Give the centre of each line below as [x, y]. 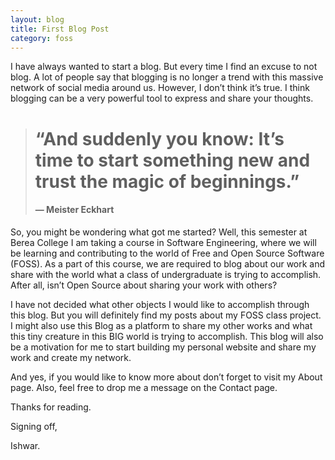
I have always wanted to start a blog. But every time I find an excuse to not [164, 67]
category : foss [42, 38]
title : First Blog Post [60, 29]
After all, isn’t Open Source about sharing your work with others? [144, 285]
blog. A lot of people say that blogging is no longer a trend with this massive [167, 77]
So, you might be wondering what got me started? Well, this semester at [159, 232]
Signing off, [34, 426]
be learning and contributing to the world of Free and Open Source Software [167, 253]
